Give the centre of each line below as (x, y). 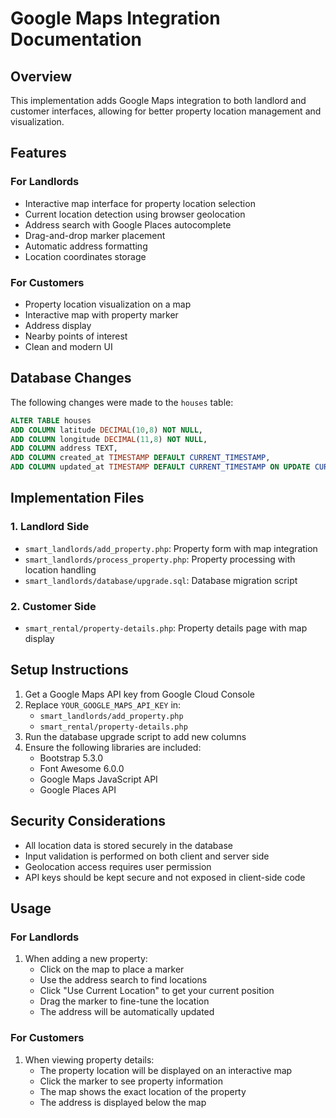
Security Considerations (88, 821)
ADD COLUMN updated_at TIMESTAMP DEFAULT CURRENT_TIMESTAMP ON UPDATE (160, 467)
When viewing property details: (89, 1059)
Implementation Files (77, 498)
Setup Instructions (69, 670)
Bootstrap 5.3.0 (71, 758)
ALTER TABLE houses (51, 420)
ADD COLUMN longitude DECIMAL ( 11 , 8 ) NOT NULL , (109, 439)
